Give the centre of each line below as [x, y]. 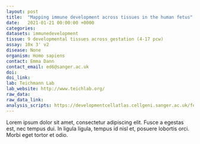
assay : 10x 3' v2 [28, 45]
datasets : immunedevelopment [42, 34]
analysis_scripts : [29, 105]
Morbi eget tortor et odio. [37, 135]
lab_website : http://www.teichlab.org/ [56, 89]
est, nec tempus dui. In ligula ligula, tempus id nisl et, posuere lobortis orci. [98, 129]
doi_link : [18, 78]
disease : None [24, 50]
